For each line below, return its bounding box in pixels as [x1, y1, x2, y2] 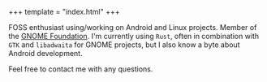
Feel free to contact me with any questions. [8, 64, 153, 74]
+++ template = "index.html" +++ [8, 7, 120, 16]
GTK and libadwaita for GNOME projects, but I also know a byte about [8, 40, 240, 50]
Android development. [8, 49, 83, 58]
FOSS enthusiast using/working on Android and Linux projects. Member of [8, 23, 257, 32]
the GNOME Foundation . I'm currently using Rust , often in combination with [8, 32, 260, 41]
